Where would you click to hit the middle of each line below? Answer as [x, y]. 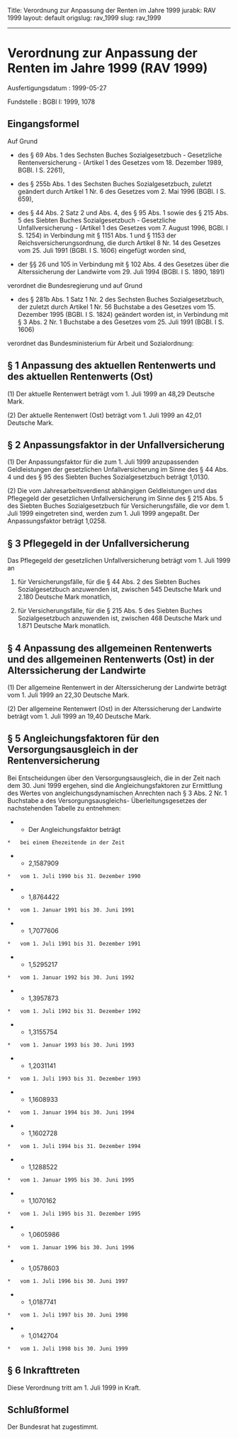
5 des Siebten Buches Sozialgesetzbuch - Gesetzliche [97, 220]
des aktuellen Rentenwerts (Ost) [80, 377]
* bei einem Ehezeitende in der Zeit [66, 842]
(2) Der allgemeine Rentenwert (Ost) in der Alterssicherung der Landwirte [114, 709]
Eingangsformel [43, 124]
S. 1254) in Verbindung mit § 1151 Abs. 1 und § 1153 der [97, 235]
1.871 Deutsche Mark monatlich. [64, 626]
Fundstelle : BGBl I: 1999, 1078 [51, 102]
